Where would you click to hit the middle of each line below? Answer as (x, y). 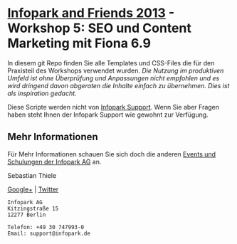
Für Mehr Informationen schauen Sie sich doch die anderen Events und (111, 154)
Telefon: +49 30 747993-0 (46, 227)
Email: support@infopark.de (49, 233)
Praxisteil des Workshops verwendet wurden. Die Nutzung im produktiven (116, 70)
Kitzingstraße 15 (33, 208)
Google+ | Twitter (33, 189)
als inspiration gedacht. (42, 93)
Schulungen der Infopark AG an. (54, 161)
